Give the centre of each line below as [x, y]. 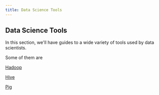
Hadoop [14, 67]
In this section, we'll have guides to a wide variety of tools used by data [80, 42]
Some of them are [24, 58]
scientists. [16, 48]
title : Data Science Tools [34, 10]
